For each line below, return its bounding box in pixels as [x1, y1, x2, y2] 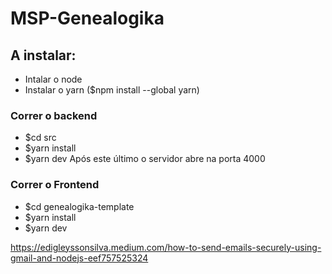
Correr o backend [10, 108, 98, 122]
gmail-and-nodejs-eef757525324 [10, 252, 149, 264]
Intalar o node [24, 73, 83, 85]
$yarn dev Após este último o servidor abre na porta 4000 [24, 153, 266, 165]
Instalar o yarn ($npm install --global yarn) [24, 84, 200, 96]
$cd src [24, 132, 57, 144]
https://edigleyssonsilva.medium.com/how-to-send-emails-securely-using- [10, 241, 322, 253]
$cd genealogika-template [24, 200, 135, 212]
